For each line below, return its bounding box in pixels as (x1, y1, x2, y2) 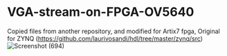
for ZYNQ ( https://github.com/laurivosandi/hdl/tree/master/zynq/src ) (7, 34, 203, 42)
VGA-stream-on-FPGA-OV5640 (7, 4, 194, 20)
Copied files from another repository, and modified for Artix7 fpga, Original (7, 27, 220, 35)
